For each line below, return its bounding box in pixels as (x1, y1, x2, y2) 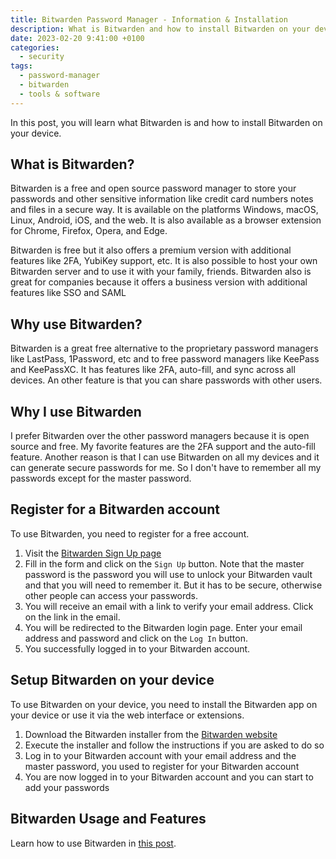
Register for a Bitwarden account (10, 501, 220, 518)
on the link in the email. (24, 611, 121, 623)
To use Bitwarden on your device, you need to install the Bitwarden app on (10, 698, 318, 710)
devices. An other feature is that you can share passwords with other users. (10, 374, 323, 386)
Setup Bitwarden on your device (10, 672, 215, 689)
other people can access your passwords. (24, 589, 199, 601)
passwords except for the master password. (10, 472, 192, 485)
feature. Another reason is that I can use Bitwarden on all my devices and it (10, 451, 320, 463)
